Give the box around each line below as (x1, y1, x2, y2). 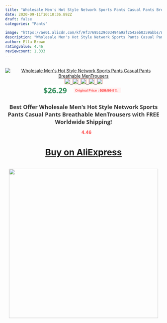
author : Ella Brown (5, 39, 46, 45)
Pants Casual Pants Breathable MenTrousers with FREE (7, 110, 160, 118)
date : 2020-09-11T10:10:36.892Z (5, 12, 72, 17)
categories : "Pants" (5, 21, 48, 26)
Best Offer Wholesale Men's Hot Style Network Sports (9, 103, 158, 111)
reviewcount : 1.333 (5, 48, 46, 54)
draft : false (5, 16, 32, 21)
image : (5, 30, 19, 35)
